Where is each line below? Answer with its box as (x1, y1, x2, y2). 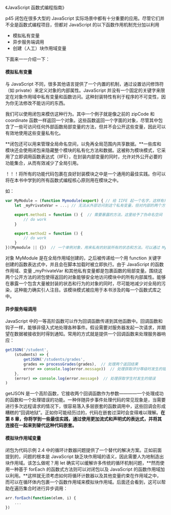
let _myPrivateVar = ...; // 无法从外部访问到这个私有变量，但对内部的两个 (14, 203, 162, 208)
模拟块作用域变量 (5, 435, 41, 441)
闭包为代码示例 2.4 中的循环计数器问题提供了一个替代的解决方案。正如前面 (5, 447, 162, 453)
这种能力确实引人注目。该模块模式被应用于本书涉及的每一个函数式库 (14, 287, 157, 293)
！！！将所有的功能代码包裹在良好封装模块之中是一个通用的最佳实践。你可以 (5, 171, 166, 177)
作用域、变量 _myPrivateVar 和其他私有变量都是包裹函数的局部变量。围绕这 (5, 268, 163, 274)
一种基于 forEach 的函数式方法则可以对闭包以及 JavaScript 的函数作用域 (9, 466, 161, 473)
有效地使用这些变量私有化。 (5, 130, 64, 136)
